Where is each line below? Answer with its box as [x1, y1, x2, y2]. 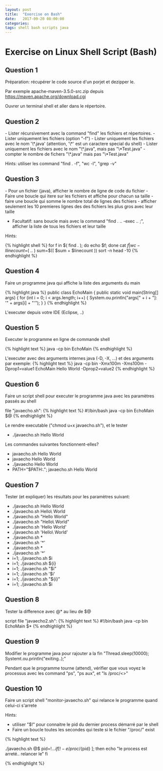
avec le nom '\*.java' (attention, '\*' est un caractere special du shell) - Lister [5, 141, 158, 146]
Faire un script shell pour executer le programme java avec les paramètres [5, 393, 155, 399]
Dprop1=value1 [5, 366, 35, 372]
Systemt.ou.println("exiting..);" [5, 655, 66, 661]
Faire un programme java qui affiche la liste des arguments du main [5, 280, 141, 286]
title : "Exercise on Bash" [5, 12, 62, 17]
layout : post [5, 7, 32, 12]
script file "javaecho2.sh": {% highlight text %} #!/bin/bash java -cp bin [5, 618, 148, 624]
